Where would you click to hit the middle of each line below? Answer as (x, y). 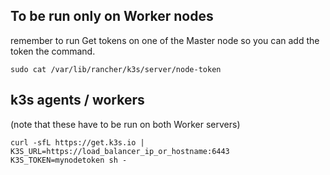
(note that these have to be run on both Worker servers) (125, 124)
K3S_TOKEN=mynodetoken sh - (69, 160)
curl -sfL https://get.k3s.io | (77, 142)
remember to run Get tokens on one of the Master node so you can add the (165, 40)
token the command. (53, 51)
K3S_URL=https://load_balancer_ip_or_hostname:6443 (120, 151)
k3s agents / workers (77, 100)
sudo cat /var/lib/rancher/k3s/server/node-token (116, 69)
